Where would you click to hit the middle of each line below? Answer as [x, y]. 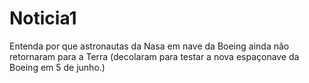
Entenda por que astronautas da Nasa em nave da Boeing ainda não [149, 46]
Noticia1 [43, 18]
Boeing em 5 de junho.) [57, 67]
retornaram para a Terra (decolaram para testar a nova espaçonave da [154, 56]
